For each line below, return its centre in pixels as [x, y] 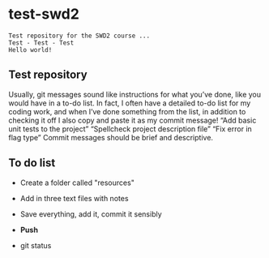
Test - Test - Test [41, 43]
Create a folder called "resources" [77, 183]
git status [36, 245]
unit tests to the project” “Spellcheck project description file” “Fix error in [130, 129]
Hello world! [30, 49]
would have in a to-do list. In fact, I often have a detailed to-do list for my [130, 103]
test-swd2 [44, 14]
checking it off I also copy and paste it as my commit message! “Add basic [132, 120]
